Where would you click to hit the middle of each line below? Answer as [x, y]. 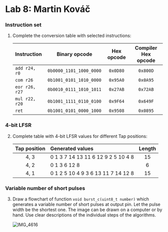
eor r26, [25, 87]
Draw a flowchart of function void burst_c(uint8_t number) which [80, 199]
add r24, [25, 68]
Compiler [146, 48]
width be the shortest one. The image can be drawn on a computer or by [87, 210]
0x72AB [146, 89]
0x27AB [116, 89]
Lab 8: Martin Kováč [48, 9]
